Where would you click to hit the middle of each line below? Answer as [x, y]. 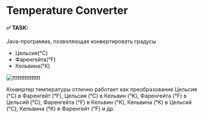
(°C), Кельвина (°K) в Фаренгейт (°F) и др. [61, 109]
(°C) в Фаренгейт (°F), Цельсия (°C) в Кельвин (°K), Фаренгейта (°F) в [97, 96]
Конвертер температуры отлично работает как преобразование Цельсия [102, 90]
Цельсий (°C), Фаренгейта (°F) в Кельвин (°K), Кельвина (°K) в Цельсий [99, 102]
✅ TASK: [17, 27]
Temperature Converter [67, 11]
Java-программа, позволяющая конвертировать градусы [81, 41]
